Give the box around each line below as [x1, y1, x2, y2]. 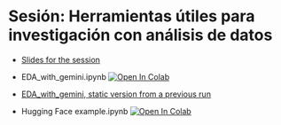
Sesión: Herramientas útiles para [8, 6, 255, 27]
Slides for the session [20, 54, 101, 65]
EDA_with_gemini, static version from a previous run [20, 89, 212, 99]
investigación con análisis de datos [8, 25, 273, 45]
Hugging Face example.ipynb [20, 105, 129, 116]
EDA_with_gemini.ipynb [20, 71, 107, 82]
